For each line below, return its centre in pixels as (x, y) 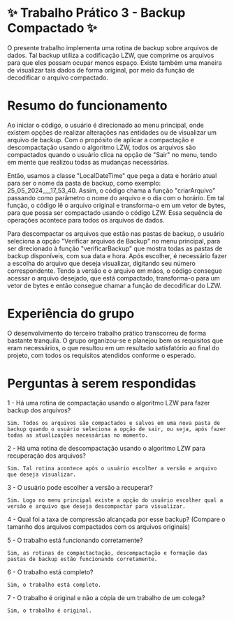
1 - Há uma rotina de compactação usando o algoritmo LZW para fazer (109, 403)
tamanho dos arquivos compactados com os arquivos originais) (99, 526)
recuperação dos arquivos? (46, 456)
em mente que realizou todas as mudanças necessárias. (88, 162)
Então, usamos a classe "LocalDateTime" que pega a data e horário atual (112, 175)
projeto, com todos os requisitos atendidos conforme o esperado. (102, 355)
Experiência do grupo (71, 314)
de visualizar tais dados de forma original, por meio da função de (101, 70)
